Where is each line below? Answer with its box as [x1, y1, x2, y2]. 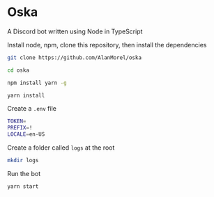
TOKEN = [7, 118, 26, 125]
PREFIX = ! [7, 125, 33, 132]
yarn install [7, 92, 45, 99]
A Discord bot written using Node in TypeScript [7, 27, 143, 36]
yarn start [7, 182, 39, 190]
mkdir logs [7, 157, 39, 164]
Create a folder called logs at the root [7, 143, 115, 152]
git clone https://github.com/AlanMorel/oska [7, 54, 142, 61]
